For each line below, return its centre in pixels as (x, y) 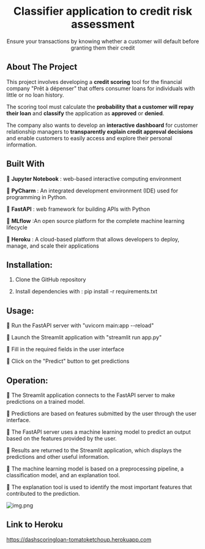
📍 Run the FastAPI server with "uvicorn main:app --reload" (80, 325)
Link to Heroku (35, 525)
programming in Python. (37, 197)
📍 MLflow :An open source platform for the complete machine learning (95, 221)
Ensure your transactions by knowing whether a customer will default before (103, 41)
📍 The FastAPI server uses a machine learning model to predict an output (99, 432)
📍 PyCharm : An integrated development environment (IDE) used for (92, 191)
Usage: (20, 311)
